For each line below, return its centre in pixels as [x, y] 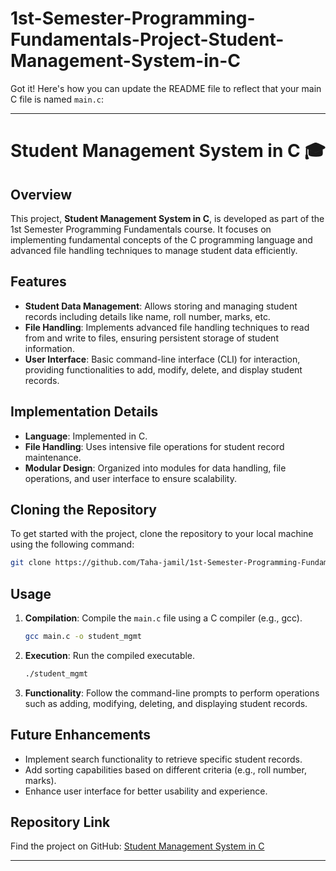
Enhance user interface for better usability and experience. [146, 791]
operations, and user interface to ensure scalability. [130, 478]
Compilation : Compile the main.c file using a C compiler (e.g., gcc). [163, 618]
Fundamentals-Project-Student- [147, 39]
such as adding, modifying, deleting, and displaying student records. [166, 703]
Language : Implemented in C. [86, 436]
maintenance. [53, 457]
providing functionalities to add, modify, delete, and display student [163, 369]
